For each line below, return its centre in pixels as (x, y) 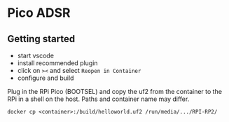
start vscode (36, 55)
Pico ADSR (39, 13)
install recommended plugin (57, 63)
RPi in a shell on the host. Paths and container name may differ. (98, 99)
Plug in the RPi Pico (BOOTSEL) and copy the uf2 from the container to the (115, 91)
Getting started (41, 39)
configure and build (46, 78)
